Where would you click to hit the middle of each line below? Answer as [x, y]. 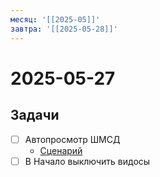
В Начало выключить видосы [87, 161]
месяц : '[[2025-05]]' [55, 19]
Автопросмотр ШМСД [72, 139]
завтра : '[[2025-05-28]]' [64, 29]
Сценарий [61, 150]
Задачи [35, 115]
